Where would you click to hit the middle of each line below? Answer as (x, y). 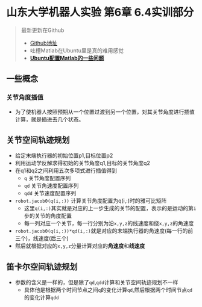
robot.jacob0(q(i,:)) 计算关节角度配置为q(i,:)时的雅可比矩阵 (91, 201)
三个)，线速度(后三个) (42, 238)
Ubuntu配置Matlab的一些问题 (67, 58)
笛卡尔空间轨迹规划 (42, 266)
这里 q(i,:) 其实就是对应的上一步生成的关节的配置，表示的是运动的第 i (110, 208)
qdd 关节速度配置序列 (50, 193)
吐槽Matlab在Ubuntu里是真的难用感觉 (77, 50)
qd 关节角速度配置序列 (51, 186)
